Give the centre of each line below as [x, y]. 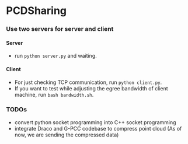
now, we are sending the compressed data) [67, 135]
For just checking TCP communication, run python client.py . [88, 82]
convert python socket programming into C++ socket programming [95, 122]
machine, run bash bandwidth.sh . [54, 94]
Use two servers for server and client [60, 29]
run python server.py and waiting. [56, 56]
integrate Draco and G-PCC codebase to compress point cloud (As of [98, 128]
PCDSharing [36, 11]
